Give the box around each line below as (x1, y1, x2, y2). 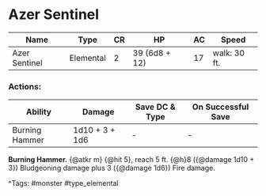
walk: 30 (212, 47, 245, 58)
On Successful (192, 101, 249, 112)
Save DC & (135, 101, 176, 112)
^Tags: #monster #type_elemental (8, 179, 119, 188)
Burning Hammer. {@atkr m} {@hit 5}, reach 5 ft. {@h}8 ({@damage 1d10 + (8, 155, 255, 164)
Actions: (8, 81, 42, 92)
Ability (26, 107, 51, 118)
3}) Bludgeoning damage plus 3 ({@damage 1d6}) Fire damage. (8, 164, 215, 173)
